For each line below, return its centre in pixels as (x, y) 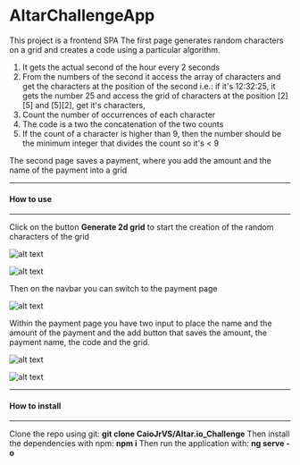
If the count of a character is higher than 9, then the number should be (152, 133)
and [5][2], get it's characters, (90, 105)
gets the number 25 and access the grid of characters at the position (149, 96)
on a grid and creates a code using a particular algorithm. (115, 49)
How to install (35, 406)
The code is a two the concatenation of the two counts (123, 124)
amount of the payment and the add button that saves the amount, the (138, 333)
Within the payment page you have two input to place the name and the (141, 324)
